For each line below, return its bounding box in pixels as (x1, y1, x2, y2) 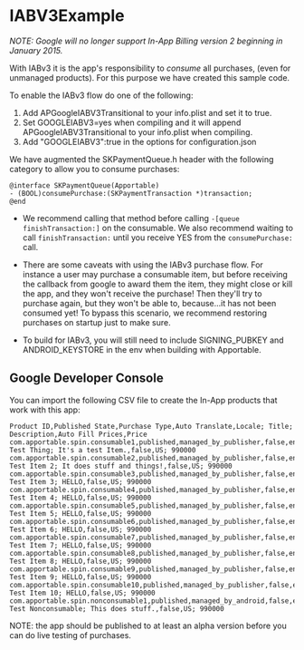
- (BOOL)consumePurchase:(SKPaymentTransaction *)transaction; (9, 189, 253, 198)
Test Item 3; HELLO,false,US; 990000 (9, 477, 152, 486)
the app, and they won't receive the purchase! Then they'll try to (22, 287, 262, 299)
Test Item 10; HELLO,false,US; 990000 (9, 588, 156, 597)
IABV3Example (9, 5, 125, 26)
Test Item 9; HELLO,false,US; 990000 (9, 572, 152, 581)
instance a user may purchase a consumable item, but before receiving (22, 268, 288, 279)
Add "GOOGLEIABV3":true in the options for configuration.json (22, 136, 257, 147)
